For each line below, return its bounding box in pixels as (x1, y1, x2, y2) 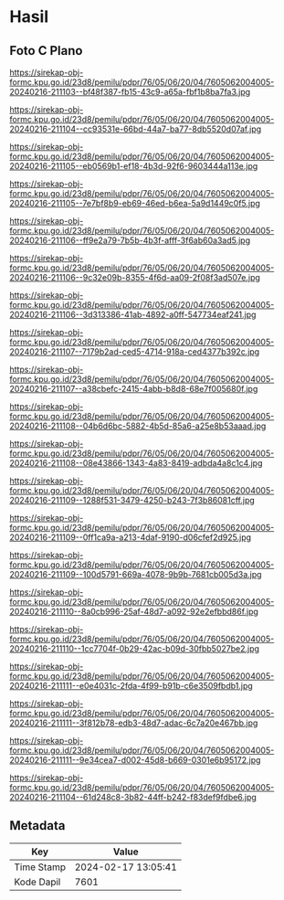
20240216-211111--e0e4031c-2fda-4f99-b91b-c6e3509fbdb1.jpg (9, 681, 253, 691)
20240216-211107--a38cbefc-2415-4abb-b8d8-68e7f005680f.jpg (9, 384, 258, 394)
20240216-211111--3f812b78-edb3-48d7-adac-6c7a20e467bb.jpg (9, 717, 258, 728)
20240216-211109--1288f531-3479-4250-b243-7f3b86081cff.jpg (9, 495, 256, 505)
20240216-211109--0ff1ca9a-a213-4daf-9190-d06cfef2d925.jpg (9, 532, 252, 543)
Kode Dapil (14, 875, 61, 888)
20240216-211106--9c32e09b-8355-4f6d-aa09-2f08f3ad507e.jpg (9, 272, 260, 282)
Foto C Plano (9, 43, 83, 58)
